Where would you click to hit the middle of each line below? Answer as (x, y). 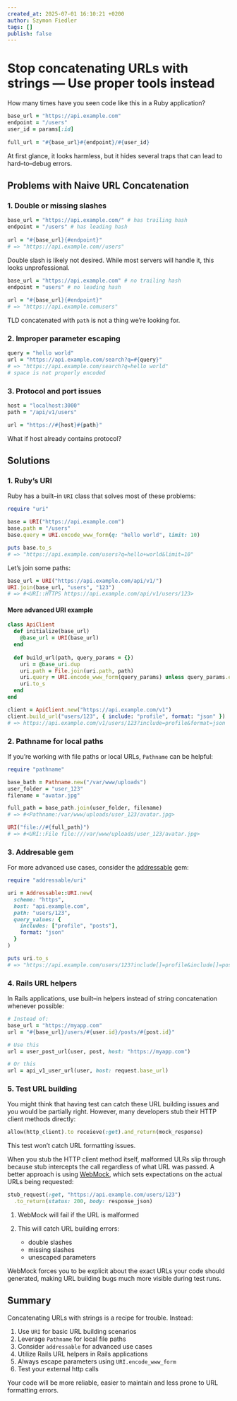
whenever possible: (36, 1006)
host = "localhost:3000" (44, 406)
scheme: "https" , (39, 899)
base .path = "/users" (39, 528)
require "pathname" (36, 769)
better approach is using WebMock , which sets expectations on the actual (115, 1174)
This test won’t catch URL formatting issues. (72, 1146)
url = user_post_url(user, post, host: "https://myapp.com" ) (99, 1051)
